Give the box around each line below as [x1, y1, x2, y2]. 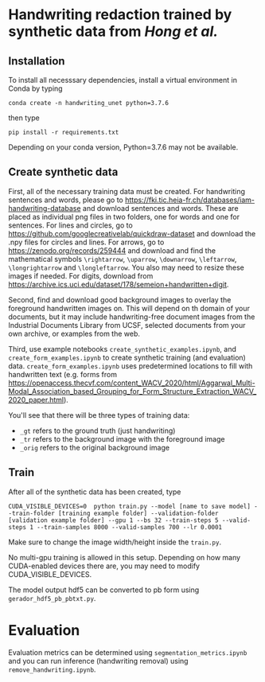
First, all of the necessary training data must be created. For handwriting [8, 186, 245, 196]
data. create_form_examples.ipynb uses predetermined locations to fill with [8, 360, 253, 371]
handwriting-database [8, 203, 81, 212]
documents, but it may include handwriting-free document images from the [8, 312, 255, 322]
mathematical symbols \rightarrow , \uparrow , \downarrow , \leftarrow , [8, 254, 237, 263]
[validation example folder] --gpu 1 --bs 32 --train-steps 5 [8, 516, 219, 524]
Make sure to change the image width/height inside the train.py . [8, 537, 221, 547]
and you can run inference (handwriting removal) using [8, 656, 189, 665]
